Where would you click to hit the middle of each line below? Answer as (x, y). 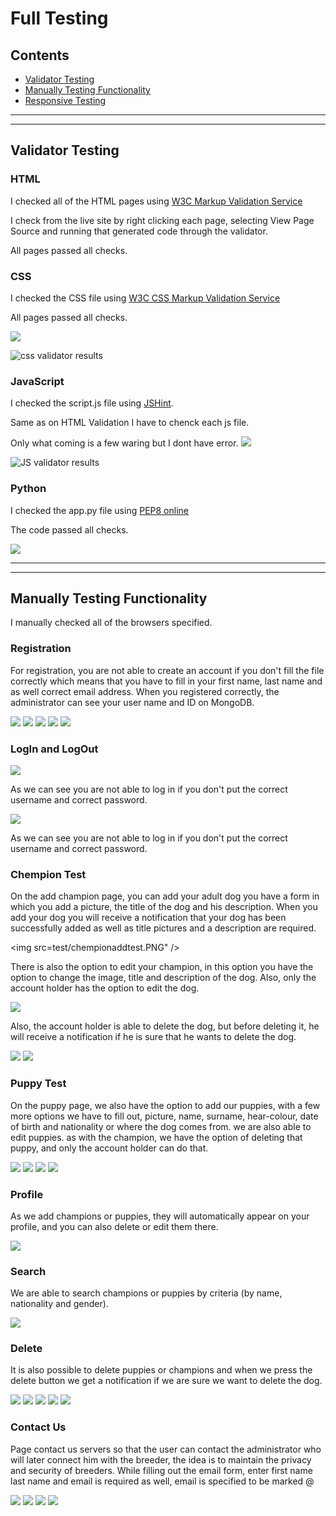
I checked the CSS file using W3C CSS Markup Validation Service (145, 298)
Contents (40, 55)
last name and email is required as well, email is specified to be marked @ (162, 1481)
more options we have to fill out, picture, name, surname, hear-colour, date (164, 1116)
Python (28, 489)
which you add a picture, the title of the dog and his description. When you (164, 907)
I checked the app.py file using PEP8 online (99, 510)
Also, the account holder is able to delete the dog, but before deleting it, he (165, 1026)
